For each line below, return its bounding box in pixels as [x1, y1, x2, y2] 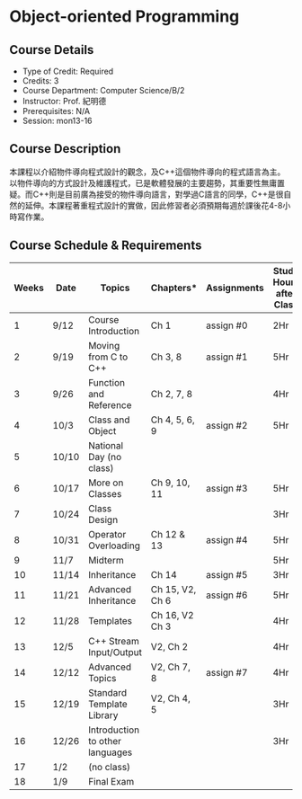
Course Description [9, 141, 121, 156]
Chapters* [150, 281, 198, 294]
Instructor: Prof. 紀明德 [22, 96, 107, 106]
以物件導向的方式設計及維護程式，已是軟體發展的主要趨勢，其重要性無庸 [9, 177, 277, 188]
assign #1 [206, 351, 248, 363]
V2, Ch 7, [150, 661, 191, 673]
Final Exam [88, 775, 135, 787]
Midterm [88, 554, 124, 566]
